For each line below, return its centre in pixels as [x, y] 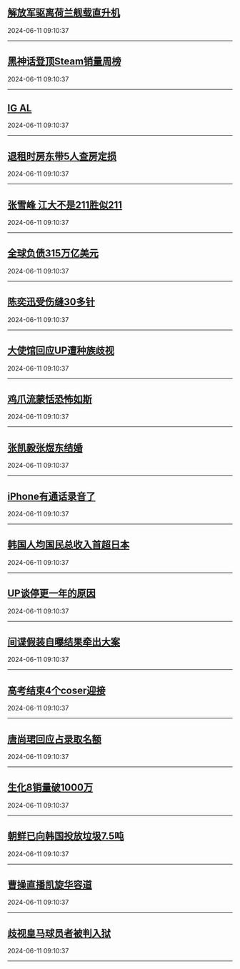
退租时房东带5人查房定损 [62, 156]
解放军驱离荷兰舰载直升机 [64, 13]
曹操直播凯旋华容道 [50, 885]
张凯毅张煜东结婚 [45, 447]
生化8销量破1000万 [50, 788]
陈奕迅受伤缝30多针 [51, 302]
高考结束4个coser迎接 [56, 690]
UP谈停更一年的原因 [51, 594]
